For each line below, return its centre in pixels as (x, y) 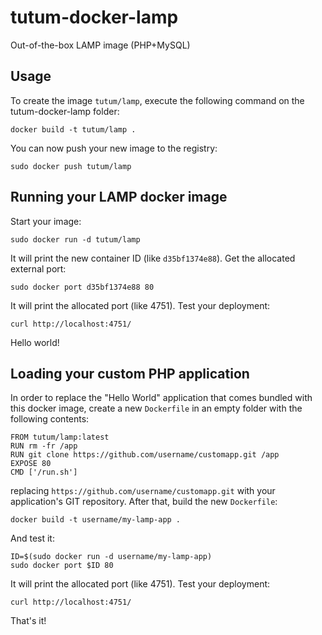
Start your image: (46, 221)
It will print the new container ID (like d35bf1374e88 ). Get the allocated (153, 258)
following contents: (50, 419)
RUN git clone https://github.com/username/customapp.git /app (145, 455)
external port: (38, 268)
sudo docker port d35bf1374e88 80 (82, 287)
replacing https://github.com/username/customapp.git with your (143, 491)
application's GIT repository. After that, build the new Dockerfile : (144, 502)
